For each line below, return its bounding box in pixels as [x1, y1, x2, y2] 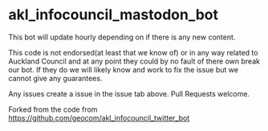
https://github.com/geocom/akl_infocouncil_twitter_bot [8, 113, 190, 122]
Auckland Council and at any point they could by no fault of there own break [8, 56, 261, 66]
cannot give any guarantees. [8, 73, 103, 83]
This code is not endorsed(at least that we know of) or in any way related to [8, 47, 258, 57]
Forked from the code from [8, 104, 98, 114]
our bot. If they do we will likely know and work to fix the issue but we [8, 64, 239, 74]
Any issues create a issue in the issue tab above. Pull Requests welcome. [8, 88, 250, 98]
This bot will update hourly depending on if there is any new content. [8, 32, 236, 42]
